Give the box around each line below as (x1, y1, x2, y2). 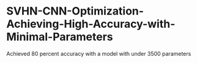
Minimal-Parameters (6, 30, 113, 44)
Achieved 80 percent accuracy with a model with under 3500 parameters (6, 50, 191, 57)
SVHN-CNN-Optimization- (6, 4, 144, 18)
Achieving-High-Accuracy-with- (6, 17, 176, 31)
